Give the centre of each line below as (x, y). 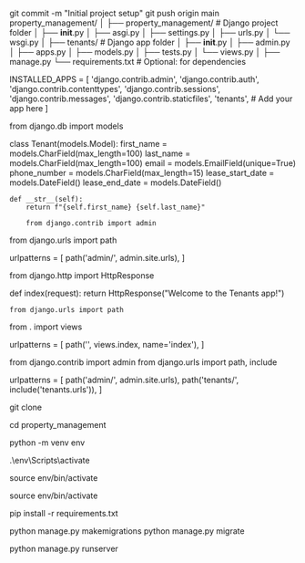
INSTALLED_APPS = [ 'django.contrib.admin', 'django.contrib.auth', (134, 79)
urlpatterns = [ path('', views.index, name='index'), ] (107, 344)
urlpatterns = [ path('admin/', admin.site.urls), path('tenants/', (124, 380)
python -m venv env (47, 443)
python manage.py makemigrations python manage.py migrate (127, 531)
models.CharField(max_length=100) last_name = (100, 153)
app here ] (29, 108)
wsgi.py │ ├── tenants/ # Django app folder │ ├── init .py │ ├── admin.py (150, 42)
